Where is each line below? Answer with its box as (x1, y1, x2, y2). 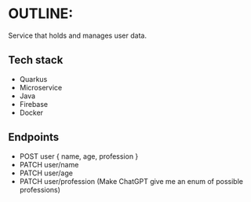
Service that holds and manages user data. (8, 31, 147, 40)
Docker (19, 108, 44, 117)
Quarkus (19, 74, 48, 83)
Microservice (19, 83, 63, 92)
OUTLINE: (8, 5, 74, 23)
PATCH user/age (19, 168, 73, 178)
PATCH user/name (19, 160, 79, 169)
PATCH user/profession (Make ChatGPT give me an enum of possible (19, 176, 243, 185)
